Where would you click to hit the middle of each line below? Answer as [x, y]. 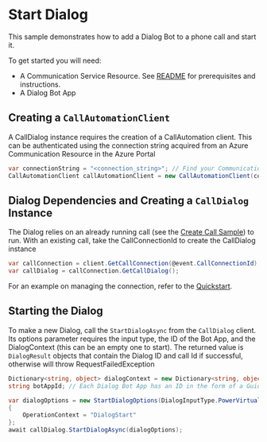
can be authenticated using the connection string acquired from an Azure [128, 145]
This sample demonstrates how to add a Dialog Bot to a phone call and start [132, 37]
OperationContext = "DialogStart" [79, 415]
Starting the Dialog [56, 311]
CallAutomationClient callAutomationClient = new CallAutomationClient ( [131, 176]
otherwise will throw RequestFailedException [81, 364]
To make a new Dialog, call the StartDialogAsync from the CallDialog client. [132, 330]
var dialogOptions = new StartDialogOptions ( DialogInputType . [113, 400]
